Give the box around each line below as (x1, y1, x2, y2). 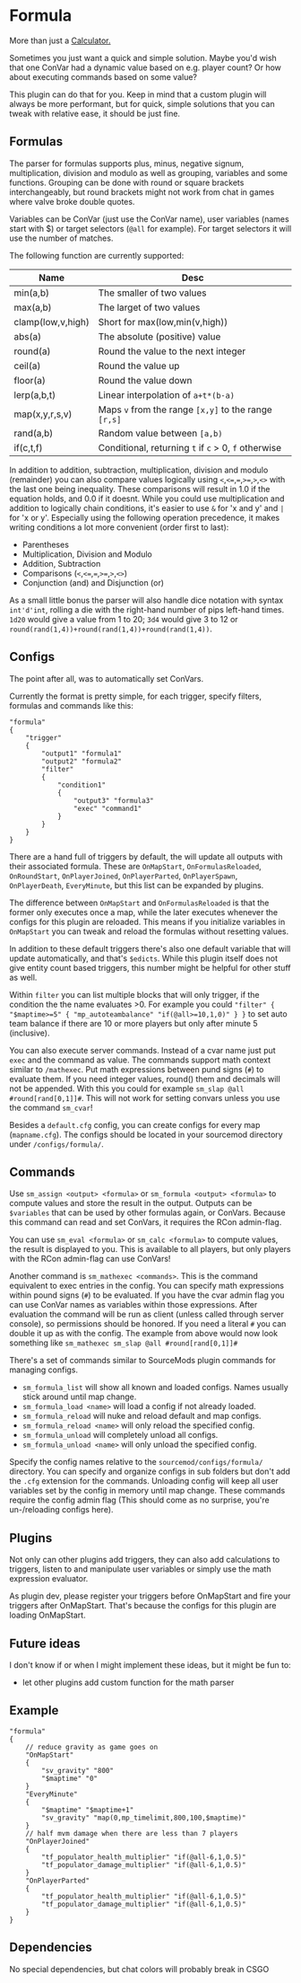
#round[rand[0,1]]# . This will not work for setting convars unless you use (9, 1092, 280, 1103)
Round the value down (98, 374, 193, 386)
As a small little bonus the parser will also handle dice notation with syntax (9, 595, 284, 605)
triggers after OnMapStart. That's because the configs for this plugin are (9, 1600, 277, 1611)
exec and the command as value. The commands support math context (9, 1054, 271, 1065)
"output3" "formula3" (73, 796, 154, 805)
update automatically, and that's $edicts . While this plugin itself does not (9, 953, 279, 964)
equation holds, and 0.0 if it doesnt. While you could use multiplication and (9, 493, 285, 504)
